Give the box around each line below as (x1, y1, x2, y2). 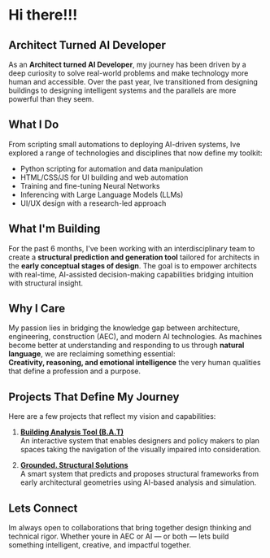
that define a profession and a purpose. (8, 366, 141, 376)
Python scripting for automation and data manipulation (20, 163, 203, 173)
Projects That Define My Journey (8, 390, 180, 403)
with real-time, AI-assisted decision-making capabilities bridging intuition (8, 269, 254, 279)
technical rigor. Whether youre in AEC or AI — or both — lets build (8, 531, 229, 542)
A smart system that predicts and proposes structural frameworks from (20, 469, 259, 479)
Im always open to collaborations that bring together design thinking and (8, 523, 252, 533)
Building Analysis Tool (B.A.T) (20, 427, 124, 437)
